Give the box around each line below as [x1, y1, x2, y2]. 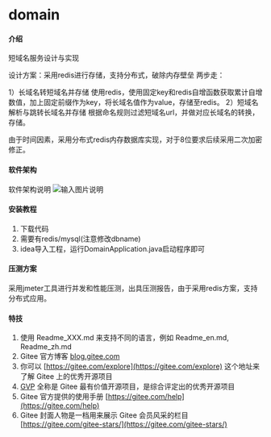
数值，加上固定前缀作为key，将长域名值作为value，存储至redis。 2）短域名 [8, 98, 259, 107]
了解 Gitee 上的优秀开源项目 [19, 372, 113, 381]
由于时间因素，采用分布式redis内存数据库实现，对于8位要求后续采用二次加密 [8, 135, 263, 144]
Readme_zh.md [19, 342, 73, 352]
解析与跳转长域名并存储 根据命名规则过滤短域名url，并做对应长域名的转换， [8, 107, 260, 118]
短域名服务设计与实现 [8, 53, 79, 63]
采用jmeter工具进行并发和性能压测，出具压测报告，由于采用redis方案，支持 [8, 284, 258, 293]
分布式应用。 [8, 293, 51, 303]
